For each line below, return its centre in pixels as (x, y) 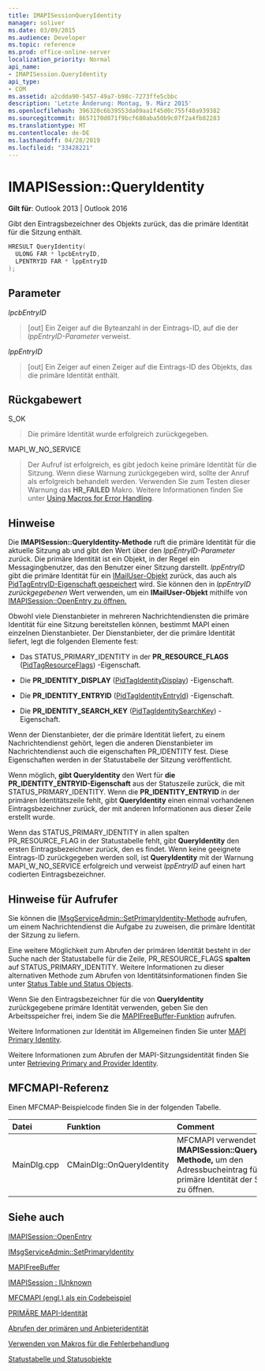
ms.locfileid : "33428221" (50, 148)
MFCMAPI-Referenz (59, 1088)
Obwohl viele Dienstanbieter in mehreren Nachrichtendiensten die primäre (129, 616)
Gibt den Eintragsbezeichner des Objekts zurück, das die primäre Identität (128, 224)
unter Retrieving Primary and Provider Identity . (84, 1064)
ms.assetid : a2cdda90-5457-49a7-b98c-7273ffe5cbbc (93, 96)
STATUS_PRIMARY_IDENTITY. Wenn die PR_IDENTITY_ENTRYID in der (124, 792)
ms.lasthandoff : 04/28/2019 (54, 140)
